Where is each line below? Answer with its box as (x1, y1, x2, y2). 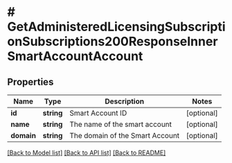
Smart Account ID (69, 108, 127, 118)
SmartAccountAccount (7, 49, 143, 65)
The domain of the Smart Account (69, 131, 180, 140)
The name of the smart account (69, 119, 172, 129)
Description (105, 96, 144, 106)
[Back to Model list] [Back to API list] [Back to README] (7, 148, 166, 157)
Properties (7, 76, 54, 87)
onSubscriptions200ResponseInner (7, 34, 218, 49)
